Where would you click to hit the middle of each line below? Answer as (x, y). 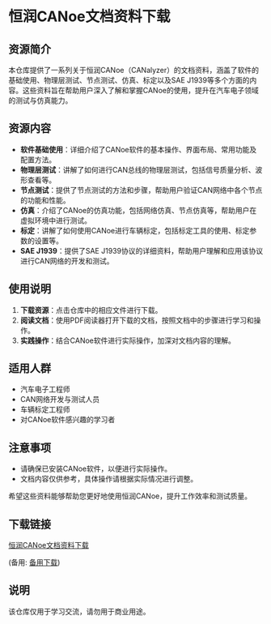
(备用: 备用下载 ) (34, 562)
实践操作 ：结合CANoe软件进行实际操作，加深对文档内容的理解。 (128, 340)
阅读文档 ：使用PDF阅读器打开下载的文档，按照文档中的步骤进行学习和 (137, 320)
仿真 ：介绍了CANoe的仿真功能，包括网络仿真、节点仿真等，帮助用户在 (138, 210)
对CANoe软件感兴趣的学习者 (68, 420)
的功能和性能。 (45, 200)
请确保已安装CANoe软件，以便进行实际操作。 (96, 469)
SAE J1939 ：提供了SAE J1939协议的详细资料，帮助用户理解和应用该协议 (142, 250)
